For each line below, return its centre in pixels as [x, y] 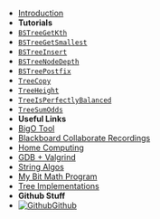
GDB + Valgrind [47, 157]
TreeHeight [38, 90]
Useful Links [42, 119]
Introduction [41, 13]
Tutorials [35, 23]
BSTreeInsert [42, 52]
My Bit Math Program [57, 176]
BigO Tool [36, 129]
